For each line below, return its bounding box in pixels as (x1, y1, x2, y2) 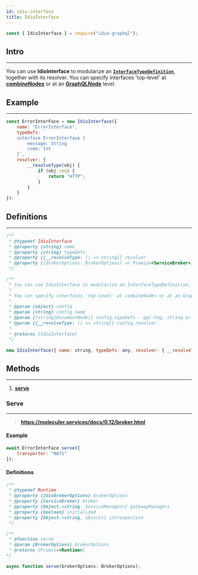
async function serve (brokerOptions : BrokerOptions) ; (6, 563, 141, 569)
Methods (6, 363, 40, 373)
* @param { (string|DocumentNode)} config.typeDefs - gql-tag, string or (8, 315, 192, 321)
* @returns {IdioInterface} (8, 331, 78, 337)
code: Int (27, 146, 51, 152)
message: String (27, 140, 67, 146)
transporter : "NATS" (16, 451, 67, 456)
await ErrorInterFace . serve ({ (6, 445, 81, 451)
